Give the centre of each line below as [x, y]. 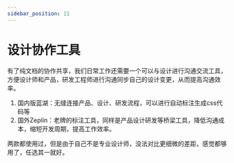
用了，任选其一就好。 [38, 152]
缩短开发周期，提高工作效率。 [72, 128]
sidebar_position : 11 [39, 14]
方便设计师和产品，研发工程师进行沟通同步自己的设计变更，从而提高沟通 [111, 79]
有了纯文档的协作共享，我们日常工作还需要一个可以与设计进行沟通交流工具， [117, 71]
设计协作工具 [44, 50]
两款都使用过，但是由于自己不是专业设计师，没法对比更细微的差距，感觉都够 [117, 144]
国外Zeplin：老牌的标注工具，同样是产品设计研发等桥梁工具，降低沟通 [118, 120]
